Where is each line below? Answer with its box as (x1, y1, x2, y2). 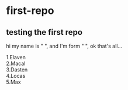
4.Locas (6, 73, 26, 79)
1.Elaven (6, 54, 26, 60)
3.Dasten (6, 66, 28, 73)
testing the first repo (6, 27, 83, 37)
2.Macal (6, 60, 26, 67)
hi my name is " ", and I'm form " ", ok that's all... (6, 42, 123, 49)
